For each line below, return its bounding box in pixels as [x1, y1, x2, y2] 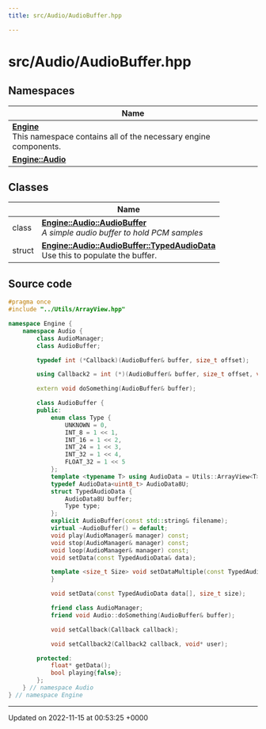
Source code [8, 277, 73, 290]
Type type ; [64, 502, 101, 510]
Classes [8, 181, 49, 194]
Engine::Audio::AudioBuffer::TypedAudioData [41, 240, 216, 251]
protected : [36, 655, 73, 662]
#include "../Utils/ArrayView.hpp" [8, 306, 126, 314]
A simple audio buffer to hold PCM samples [41, 227, 203, 239]
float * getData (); [50, 662, 112, 670]
